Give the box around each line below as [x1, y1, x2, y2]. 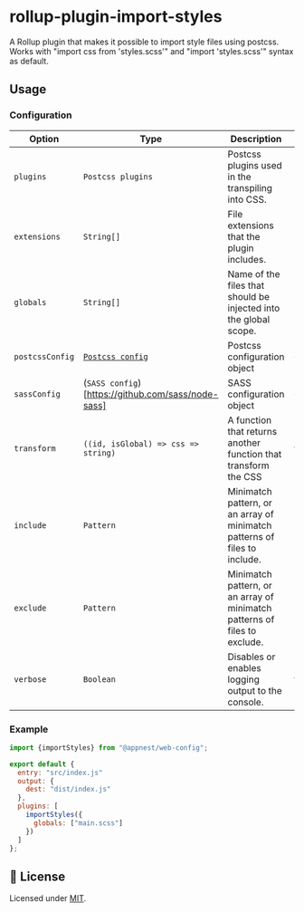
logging [227, 673, 260, 686]
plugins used [227, 158, 282, 171]
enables [227, 661, 261, 674]
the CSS [227, 470, 262, 483]
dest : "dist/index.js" [25, 785, 111, 794]
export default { [9, 759, 75, 769]
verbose [14, 674, 47, 685]
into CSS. [227, 193, 267, 206]
